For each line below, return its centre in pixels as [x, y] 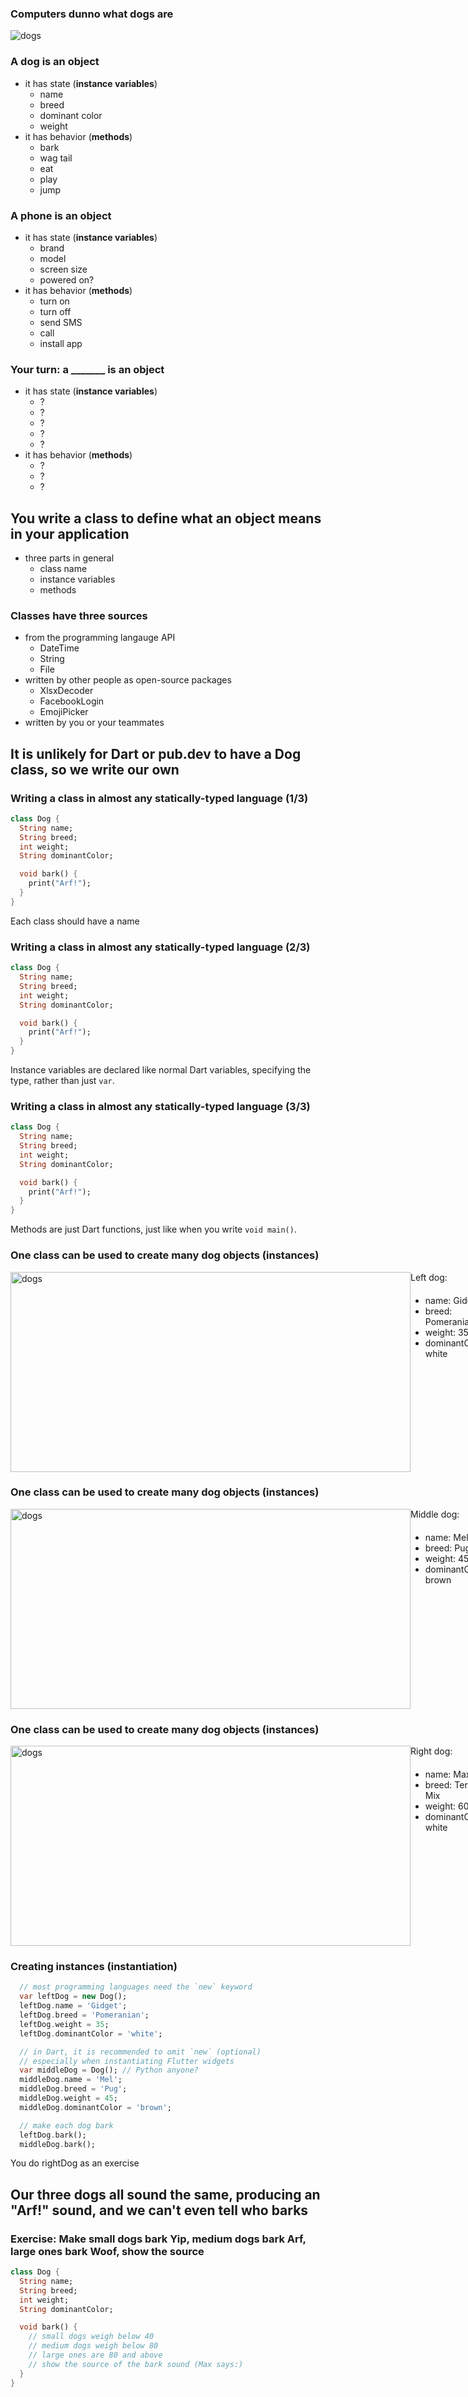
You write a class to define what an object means [166, 518]
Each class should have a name [75, 921]
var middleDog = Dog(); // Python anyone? [109, 2070]
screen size [63, 269]
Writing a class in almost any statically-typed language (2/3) [160, 947]
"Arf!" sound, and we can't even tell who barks [159, 2210]
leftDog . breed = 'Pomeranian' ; [84, 2015]
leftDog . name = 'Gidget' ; [73, 2006]
